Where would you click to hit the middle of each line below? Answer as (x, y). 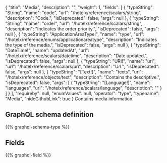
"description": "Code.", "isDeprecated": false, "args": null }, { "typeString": (82, 18)
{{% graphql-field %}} (28, 155)
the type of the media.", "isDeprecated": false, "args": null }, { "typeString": (83, 45)
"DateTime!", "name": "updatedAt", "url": (47, 50)
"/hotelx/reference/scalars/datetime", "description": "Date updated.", (76, 56)
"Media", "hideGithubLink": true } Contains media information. (69, 99)
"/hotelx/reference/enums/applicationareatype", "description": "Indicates (81, 39)
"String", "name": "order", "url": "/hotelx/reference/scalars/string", (74, 23)
